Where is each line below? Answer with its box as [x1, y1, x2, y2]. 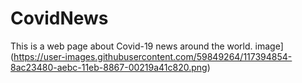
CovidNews [10, 7, 109, 30]
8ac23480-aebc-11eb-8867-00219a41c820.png [10, 61, 208, 73]
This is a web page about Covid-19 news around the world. [10, 40, 253, 52]
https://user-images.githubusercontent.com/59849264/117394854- [13, 50, 293, 62]
